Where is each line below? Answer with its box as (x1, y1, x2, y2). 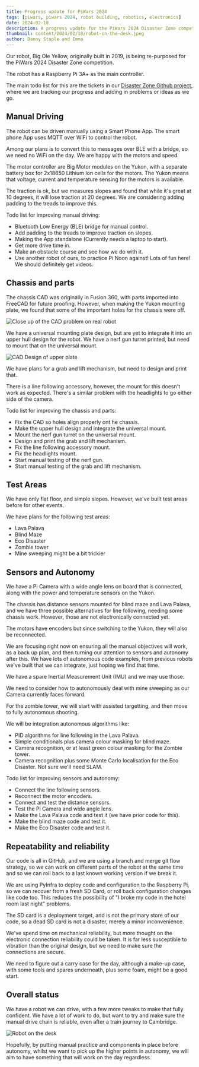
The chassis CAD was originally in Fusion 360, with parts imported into (6, 293, 179, 300)
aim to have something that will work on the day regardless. (6, 1053, 152, 1060)
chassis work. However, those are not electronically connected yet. (6, 613, 170, 620)
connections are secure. (6, 948, 66, 956)
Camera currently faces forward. (6, 691, 86, 698)
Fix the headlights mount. (14, 449, 77, 457)
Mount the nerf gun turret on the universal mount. (14, 431, 136, 438)
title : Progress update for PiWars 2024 (6, 8, 108, 15)
